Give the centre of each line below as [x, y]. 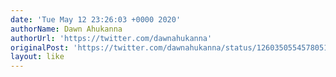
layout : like [37, 57]
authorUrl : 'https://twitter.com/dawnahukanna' [111, 38]
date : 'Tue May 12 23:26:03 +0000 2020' [96, 19]
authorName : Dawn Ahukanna [66, 29]
